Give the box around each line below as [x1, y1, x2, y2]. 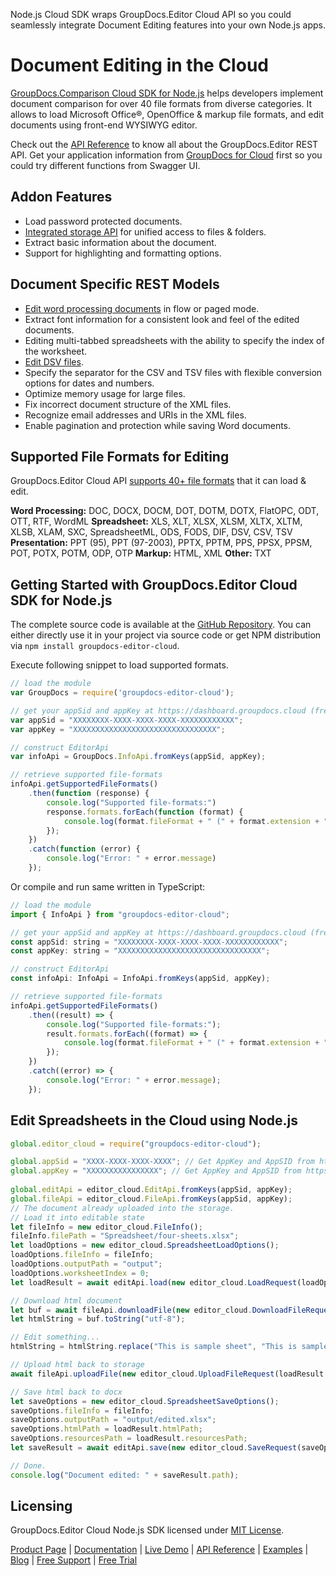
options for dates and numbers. [24, 377, 155, 389]
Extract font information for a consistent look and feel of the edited [24, 313, 300, 325]
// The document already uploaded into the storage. [10, 1203, 235, 1213]
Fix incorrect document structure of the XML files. [24, 398, 232, 410]
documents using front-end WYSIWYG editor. [10, 119, 198, 131]
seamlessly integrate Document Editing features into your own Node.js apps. [10, 19, 326, 31]
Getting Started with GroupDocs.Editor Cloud [10, 576, 298, 593]
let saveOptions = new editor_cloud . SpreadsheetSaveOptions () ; [10, 1396, 280, 1406]
